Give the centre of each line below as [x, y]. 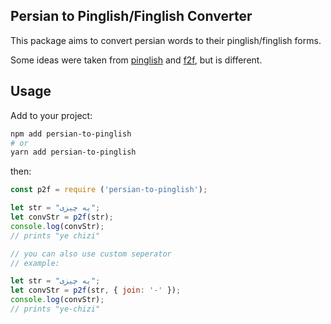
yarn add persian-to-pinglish [73, 152]
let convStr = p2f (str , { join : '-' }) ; [96, 290]
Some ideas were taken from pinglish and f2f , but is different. [136, 60]
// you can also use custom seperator [91, 254]
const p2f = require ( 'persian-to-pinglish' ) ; [109, 190]
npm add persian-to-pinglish [71, 134]
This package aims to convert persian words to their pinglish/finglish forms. [166, 40]
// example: [35, 263]
